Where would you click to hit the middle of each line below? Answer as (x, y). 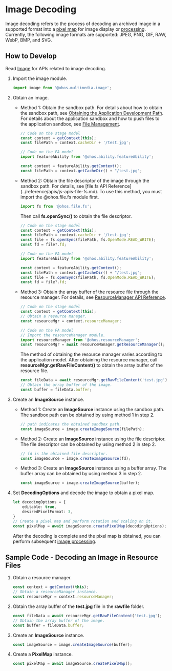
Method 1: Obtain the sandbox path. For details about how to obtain (91, 107)
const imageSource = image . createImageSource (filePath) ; (82, 429)
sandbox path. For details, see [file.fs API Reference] (76, 186)
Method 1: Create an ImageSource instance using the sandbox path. (92, 409)
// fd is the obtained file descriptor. (64, 454)
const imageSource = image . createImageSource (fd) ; (76, 458)
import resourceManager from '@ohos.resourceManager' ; (80, 340)
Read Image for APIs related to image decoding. (56, 68)
